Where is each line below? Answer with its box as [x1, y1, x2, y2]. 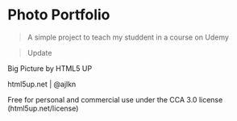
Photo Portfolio [7, 6, 110, 24]
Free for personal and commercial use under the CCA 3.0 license [7, 94, 223, 104]
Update [27, 48, 52, 57]
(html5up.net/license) [7, 103, 79, 113]
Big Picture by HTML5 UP [7, 63, 93, 73]
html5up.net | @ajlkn [7, 79, 77, 89]
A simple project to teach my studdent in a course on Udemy [27, 32, 229, 42]
